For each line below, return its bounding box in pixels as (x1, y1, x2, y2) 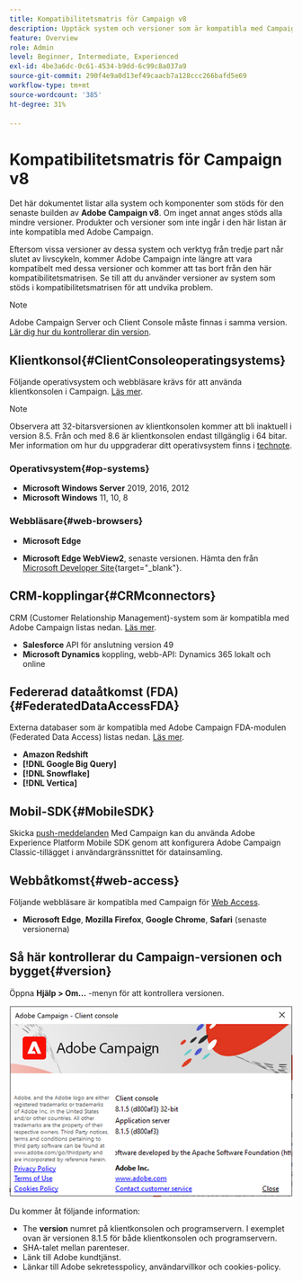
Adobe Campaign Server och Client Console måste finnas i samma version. (9, 317, 288, 328)
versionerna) (22, 923, 70, 934)
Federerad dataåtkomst (9, 684, 144, 699)
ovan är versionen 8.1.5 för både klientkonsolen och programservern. (22, 1232, 278, 1244)
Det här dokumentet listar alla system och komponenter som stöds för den (9, 198, 285, 209)
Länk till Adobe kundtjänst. (22, 1252, 121, 1263)
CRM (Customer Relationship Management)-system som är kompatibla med (9, 612, 289, 623)
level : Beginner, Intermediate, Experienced (9, 52, 179, 62)
